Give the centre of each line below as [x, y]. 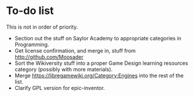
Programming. [32, 44]
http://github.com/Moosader [49, 57]
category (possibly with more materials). [63, 69]
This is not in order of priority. [42, 27]
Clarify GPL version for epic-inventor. [60, 88]
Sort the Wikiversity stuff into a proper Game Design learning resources [101, 63]
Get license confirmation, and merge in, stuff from [75, 50]
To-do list [30, 11]
